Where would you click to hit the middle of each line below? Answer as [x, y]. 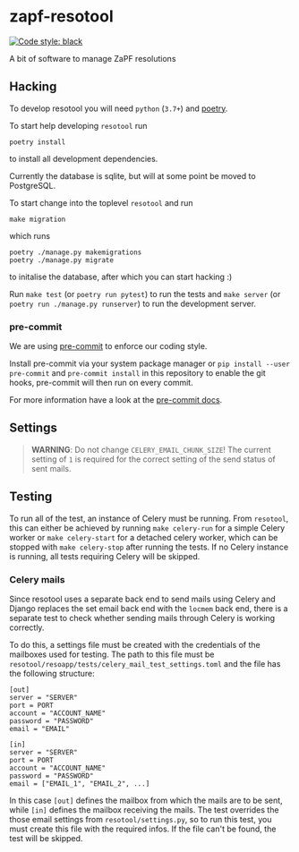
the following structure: [52, 673]
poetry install [38, 142]
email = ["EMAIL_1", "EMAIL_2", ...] [80, 784]
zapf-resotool [61, 17]
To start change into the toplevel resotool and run [102, 202]
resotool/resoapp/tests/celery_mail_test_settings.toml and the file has [145, 663]
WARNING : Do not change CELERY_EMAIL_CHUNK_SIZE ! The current [151, 449]
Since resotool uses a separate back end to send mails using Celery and [142, 599]
